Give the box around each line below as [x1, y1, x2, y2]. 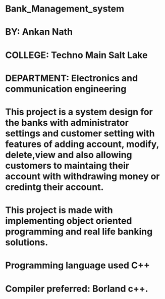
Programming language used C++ [5, 260, 150, 271]
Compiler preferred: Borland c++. [5, 283, 148, 294]
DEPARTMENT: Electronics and [5, 72, 138, 84]
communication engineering [5, 83, 127, 94]
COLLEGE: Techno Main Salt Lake [5, 49, 148, 61]
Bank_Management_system [5, 3, 125, 15]
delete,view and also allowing [5, 149, 132, 161]
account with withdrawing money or [5, 170, 160, 182]
